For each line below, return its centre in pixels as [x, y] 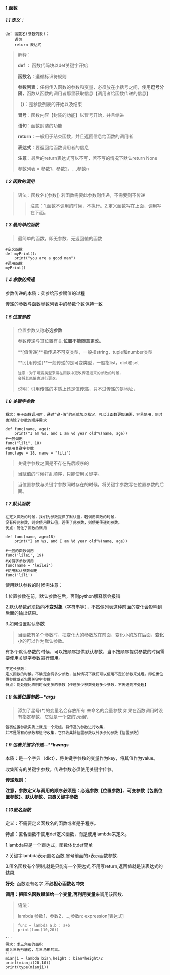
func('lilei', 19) [25, 555]
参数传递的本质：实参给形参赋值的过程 [45, 293]
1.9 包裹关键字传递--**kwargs [37, 744]
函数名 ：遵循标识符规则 [42, 76]
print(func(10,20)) [38, 930]
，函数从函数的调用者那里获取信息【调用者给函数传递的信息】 [86, 93]
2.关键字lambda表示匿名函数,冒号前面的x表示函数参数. [62, 856]
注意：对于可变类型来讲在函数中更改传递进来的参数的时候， [70, 373]
